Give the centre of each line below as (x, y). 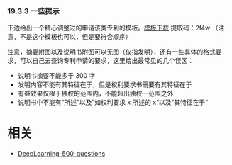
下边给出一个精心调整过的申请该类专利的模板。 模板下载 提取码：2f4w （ (113, 28)
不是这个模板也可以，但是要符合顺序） (76, 37)
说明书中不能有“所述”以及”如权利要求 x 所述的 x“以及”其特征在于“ (112, 102)
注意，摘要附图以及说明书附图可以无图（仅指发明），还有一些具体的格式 (111, 52)
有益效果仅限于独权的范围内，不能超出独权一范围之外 (95, 93)
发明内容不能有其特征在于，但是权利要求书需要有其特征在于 (105, 85)
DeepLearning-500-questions (61, 154)
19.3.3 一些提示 (34, 11)
